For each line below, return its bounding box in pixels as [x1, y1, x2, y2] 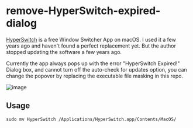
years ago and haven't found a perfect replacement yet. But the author [6, 42, 177, 49]
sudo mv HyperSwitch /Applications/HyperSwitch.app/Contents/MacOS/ [6, 116, 177, 122]
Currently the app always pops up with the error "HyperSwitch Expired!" [6, 60, 180, 67]
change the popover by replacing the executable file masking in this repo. [6, 72, 183, 79]
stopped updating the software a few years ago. [6, 48, 122, 55]
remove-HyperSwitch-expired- [6, 4, 161, 18]
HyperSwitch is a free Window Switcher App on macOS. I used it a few [6, 36, 177, 43]
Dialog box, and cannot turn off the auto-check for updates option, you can [6, 66, 187, 73]
